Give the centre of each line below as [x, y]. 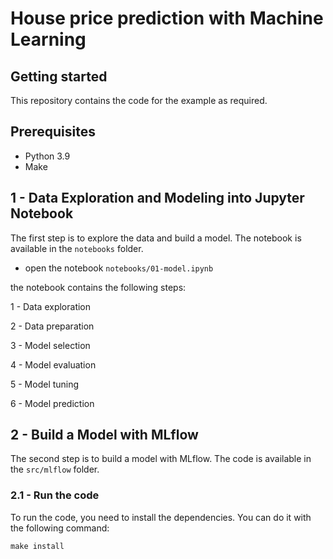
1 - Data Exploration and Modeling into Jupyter [157, 198]
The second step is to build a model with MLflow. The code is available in [161, 459]
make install [37, 546]
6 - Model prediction [52, 403]
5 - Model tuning [45, 384]
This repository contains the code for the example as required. [139, 100]
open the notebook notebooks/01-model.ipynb [119, 268]
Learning [48, 39]
